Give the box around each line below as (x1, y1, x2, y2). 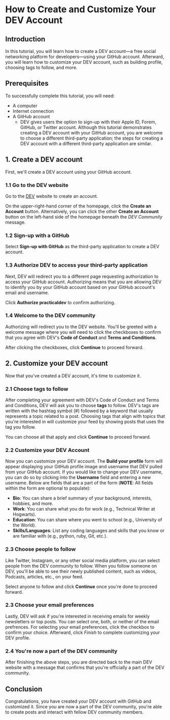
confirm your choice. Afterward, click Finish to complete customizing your (5, 629, 160, 635)
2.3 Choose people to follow (5, 546, 76, 553)
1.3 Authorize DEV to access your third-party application (5, 261, 148, 269)
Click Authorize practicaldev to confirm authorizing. (5, 299, 116, 305)
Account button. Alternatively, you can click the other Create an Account (5, 208, 159, 215)
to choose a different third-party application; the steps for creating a (20, 135, 163, 141)
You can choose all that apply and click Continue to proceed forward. (5, 434, 151, 440)
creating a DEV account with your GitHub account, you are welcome (20, 129, 163, 136)
